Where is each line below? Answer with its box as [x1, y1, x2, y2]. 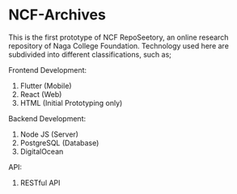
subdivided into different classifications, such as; [8, 49, 172, 59]
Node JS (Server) [19, 129, 79, 139]
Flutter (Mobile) [19, 81, 72, 91]
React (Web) [19, 89, 62, 99]
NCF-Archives [8, 6, 107, 24]
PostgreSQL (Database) [19, 137, 99, 147]
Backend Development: [8, 113, 87, 123]
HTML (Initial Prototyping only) [19, 98, 123, 108]
